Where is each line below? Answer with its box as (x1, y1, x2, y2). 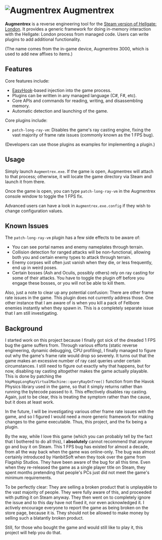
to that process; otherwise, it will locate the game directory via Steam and (5, 173, 152, 179)
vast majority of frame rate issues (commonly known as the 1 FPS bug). (12, 132, 154, 138)
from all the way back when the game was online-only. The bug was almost (5, 449, 156, 455)
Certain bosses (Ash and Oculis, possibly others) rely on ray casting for (12, 270, 155, 276)
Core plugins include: (5, 117, 47, 123)
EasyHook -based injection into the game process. (12, 87, 112, 93)
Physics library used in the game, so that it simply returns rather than (5, 384, 143, 389)
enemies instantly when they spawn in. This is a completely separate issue (5, 305, 154, 311)
